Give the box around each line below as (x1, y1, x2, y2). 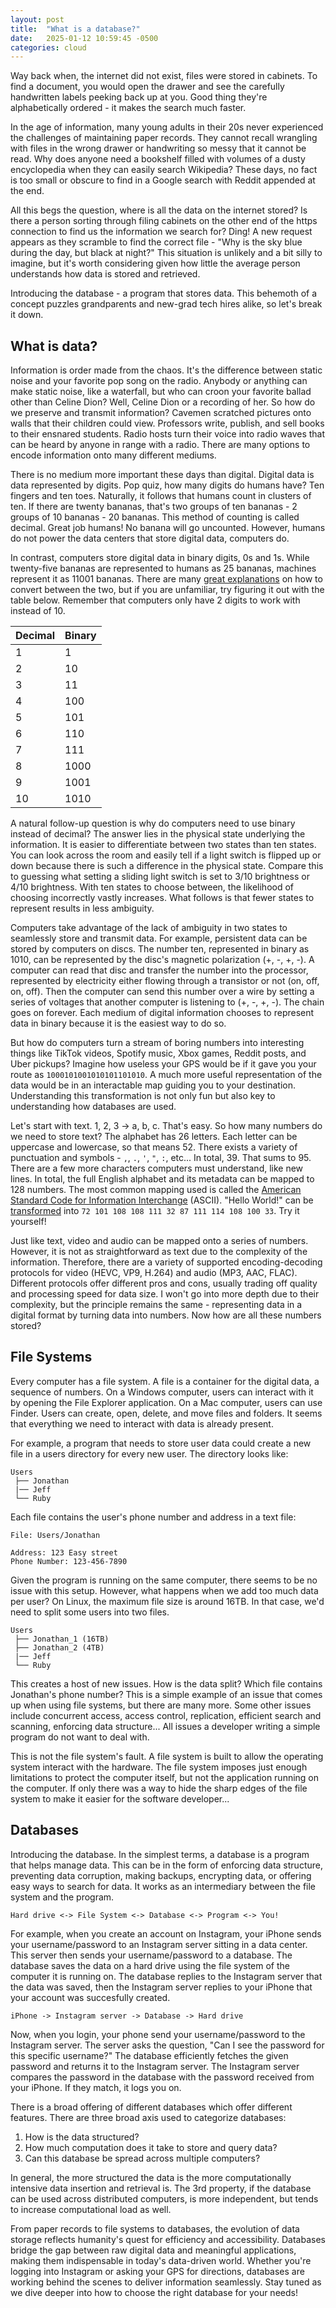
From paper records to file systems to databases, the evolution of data (10, 2222, 300, 2235)
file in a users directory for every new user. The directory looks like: (10, 1447, 289, 1460)
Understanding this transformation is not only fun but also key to (10, 1090, 276, 1102)
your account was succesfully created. (10, 1991, 171, 2003)
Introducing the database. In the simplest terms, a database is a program (10, 1848, 310, 1860)
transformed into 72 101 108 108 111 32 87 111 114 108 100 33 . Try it (10, 1205, 300, 1217)
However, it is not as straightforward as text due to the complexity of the (10, 1246, 308, 1258)
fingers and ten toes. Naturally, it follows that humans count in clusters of (10, 490, 312, 502)
